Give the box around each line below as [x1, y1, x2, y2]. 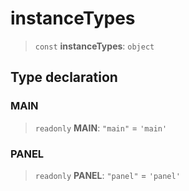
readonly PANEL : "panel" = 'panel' [34, 169, 181, 181]
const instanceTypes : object [34, 40, 155, 52]
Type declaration [10, 69, 118, 86]
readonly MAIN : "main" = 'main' [34, 122, 168, 134]
